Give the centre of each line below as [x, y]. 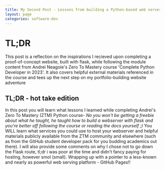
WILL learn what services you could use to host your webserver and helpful [82, 131]
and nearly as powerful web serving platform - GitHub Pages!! [68, 162]
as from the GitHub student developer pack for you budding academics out [81, 142]
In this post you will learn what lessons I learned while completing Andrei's [81, 110]
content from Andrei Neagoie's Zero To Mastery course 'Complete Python [80, 67]
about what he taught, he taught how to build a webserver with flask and [79, 120]
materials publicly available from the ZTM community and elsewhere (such [81, 136]
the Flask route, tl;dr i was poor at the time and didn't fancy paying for [76, 152]
